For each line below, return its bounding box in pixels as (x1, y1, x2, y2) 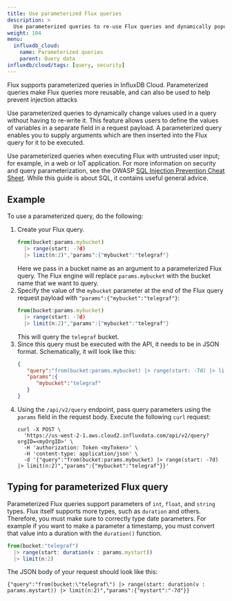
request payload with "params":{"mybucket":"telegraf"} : (17, 294, 180, 302)
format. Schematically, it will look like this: (17, 347, 136, 355)
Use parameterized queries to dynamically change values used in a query (7, 109, 217, 117)
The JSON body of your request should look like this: (7, 568, 158, 576)
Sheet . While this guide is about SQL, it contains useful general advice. (7, 174, 209, 182)
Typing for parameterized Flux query (7, 481, 168, 493)
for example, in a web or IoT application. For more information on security (7, 159, 216, 167)
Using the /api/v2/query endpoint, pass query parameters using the (17, 405, 211, 413)
